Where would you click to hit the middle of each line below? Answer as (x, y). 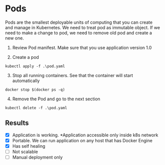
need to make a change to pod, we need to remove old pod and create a (79, 33)
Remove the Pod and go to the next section (56, 99)
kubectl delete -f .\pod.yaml (36, 108)
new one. (15, 38)
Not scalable (25, 152)
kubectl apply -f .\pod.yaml (35, 66)
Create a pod (26, 57)
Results (17, 123)
